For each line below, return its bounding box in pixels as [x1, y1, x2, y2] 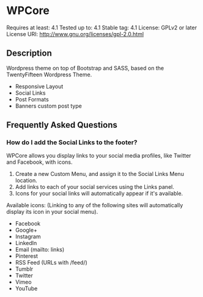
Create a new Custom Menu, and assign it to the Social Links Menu [15, 170, 185, 178]
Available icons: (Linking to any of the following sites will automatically [6, 202, 183, 209]
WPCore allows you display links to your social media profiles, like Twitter [6, 152, 191, 159]
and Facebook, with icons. [6, 158, 73, 166]
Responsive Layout [15, 82, 64, 90]
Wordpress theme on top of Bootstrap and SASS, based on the [6, 64, 164, 71]
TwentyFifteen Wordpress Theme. [6, 71, 92, 78]
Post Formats [15, 95, 49, 103]
